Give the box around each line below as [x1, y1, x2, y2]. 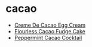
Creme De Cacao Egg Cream [14, 21, 86, 29]
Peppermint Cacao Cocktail [14, 34, 82, 41]
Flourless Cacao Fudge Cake [14, 27, 86, 35]
